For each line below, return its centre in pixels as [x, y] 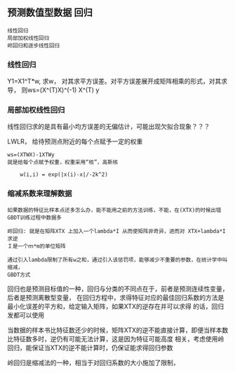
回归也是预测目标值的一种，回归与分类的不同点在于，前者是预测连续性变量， [118, 289]
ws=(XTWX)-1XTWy [31, 155]
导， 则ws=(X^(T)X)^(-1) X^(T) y [53, 90]
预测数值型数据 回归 [50, 13]
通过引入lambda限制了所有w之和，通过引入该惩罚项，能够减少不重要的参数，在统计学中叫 [117, 260]
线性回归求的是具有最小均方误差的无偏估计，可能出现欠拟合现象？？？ [109, 127]
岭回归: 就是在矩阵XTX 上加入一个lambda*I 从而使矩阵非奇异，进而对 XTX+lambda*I [116, 231]
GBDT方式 [19, 274]
